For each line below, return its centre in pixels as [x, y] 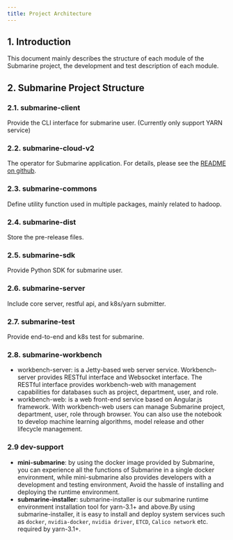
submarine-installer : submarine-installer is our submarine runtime [113, 499]
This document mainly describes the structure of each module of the [106, 58]
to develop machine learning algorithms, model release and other [111, 422]
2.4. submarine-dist [42, 222]
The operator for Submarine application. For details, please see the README [116, 164]
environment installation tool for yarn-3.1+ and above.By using [106, 507]
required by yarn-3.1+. [49, 529]
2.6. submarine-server [46, 288]
